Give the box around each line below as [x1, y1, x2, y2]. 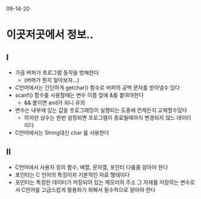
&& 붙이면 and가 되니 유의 [23, 99, 85, 106]
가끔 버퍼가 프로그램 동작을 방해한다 [14, 69, 99, 76]
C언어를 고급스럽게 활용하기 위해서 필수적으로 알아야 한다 [21, 186, 156, 193]
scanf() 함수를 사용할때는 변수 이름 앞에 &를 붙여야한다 [14, 91, 144, 99]
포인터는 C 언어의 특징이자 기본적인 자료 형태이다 [14, 171, 131, 178]
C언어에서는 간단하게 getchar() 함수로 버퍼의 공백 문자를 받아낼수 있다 [14, 84, 181, 91]
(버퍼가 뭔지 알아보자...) [23, 76, 79, 84]
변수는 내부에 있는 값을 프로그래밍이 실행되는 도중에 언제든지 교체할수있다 [14, 106, 188, 114]
